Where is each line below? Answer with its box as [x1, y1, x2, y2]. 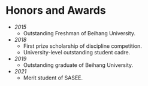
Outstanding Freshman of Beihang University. [23, 29, 136, 36]
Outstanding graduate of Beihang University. [23, 61, 134, 69]
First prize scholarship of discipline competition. [23, 42, 142, 50]
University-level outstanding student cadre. [23, 48, 131, 56]
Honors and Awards [5, 4, 106, 17]
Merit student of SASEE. [23, 74, 83, 81]
